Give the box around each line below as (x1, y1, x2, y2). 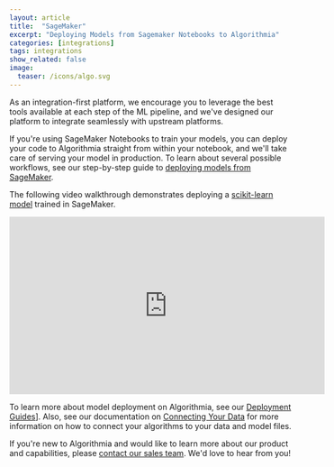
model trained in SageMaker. (9, 198, 116, 209)
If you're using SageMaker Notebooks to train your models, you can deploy (9, 133, 288, 144)
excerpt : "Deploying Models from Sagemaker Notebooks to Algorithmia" (9, 30, 280, 39)
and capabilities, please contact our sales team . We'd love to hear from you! (9, 447, 291, 458)
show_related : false (9, 55, 87, 64)
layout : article (9, 13, 70, 23)
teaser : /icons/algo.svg (17, 72, 111, 81)
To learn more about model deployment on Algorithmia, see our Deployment (9, 401, 292, 412)
